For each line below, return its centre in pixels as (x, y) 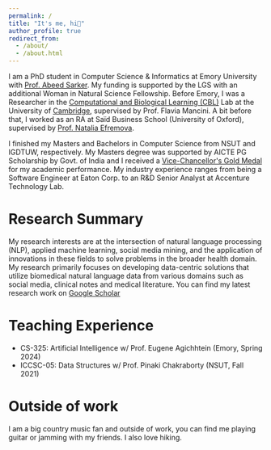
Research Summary (76, 219)
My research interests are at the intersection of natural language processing (135, 241)
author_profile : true (45, 31)
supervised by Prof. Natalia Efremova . (72, 128)
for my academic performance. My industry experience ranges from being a (135, 169)
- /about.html (39, 53)
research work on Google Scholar (64, 292)
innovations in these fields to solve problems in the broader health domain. (133, 259)
